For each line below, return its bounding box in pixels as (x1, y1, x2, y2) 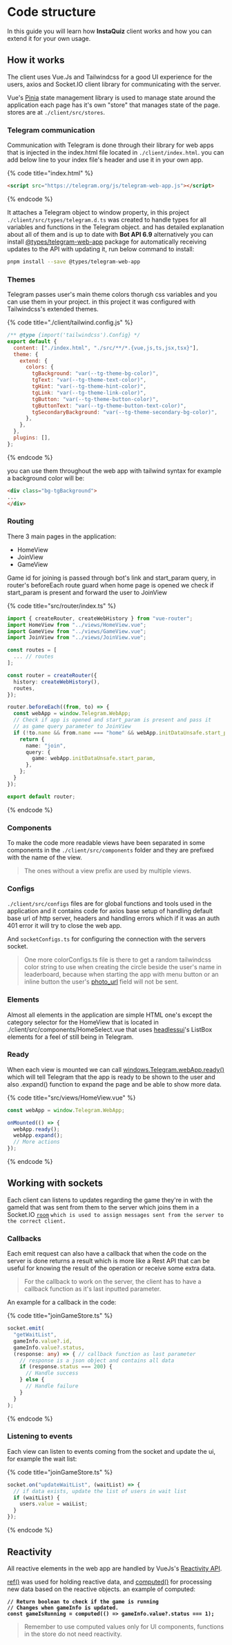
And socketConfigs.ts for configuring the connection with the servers (7, 935, 206, 943)
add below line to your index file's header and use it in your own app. (7, 156, 204, 164)
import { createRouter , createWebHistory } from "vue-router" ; (7, 615, 193, 622)
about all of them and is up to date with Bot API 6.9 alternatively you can (7, 230, 213, 238)
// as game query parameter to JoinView (13, 723, 131, 730)
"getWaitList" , (13, 1332, 57, 1339)
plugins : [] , (13, 434, 51, 442)
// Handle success (25, 1370, 79, 1377)
